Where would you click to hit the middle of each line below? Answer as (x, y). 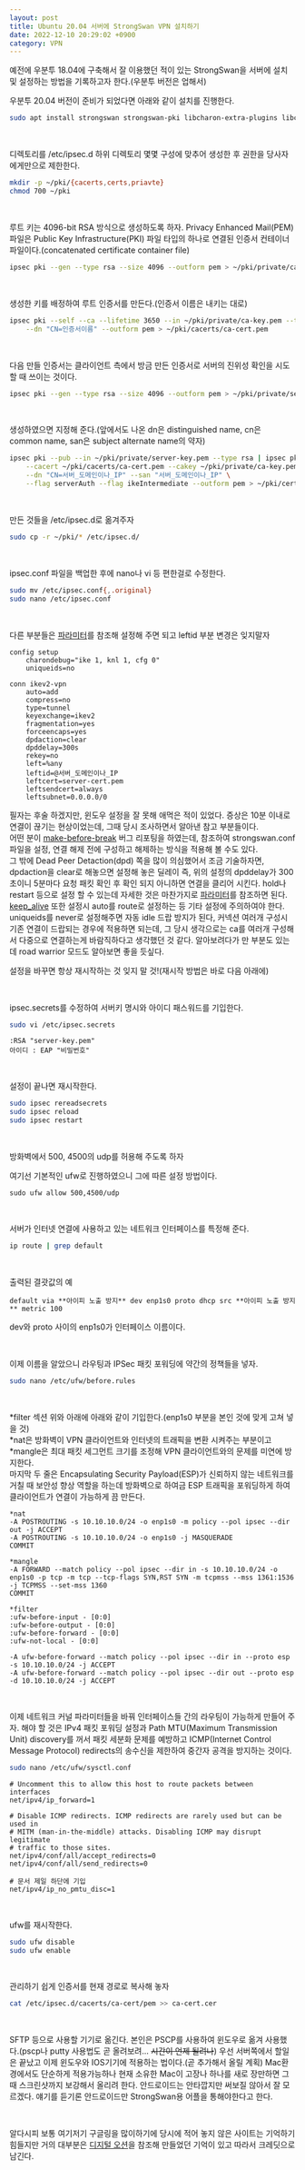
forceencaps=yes (57, 732)
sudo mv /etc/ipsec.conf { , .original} (81, 590)
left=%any (44, 763)
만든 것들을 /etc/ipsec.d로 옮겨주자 (72, 520)
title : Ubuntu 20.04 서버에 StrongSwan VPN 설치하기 (104, 26)
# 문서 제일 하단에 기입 (48, 1881)
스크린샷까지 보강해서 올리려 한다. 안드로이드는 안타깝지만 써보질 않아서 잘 (150, 2085)
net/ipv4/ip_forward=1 (52, 1800)
